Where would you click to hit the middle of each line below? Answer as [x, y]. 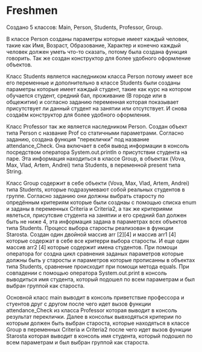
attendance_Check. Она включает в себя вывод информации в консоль [98, 146]
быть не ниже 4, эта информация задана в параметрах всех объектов [97, 222]
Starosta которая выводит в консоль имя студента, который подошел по [99, 336]
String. [14, 171]
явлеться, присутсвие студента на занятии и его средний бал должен [96, 215]
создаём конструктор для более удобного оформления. [79, 115]
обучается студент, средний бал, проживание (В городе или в [87, 95]
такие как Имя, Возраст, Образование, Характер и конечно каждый [93, 45]
